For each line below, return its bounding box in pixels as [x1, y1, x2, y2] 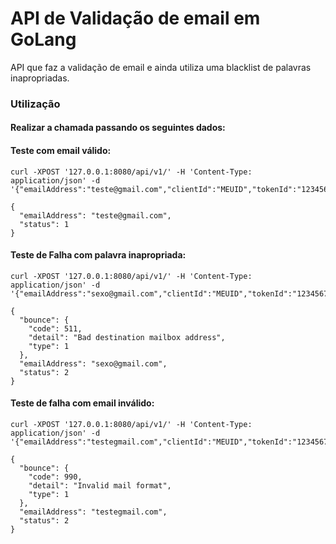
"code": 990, [28, 472, 83, 482]
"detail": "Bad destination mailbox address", [28, 332, 226, 342]
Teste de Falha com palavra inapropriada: [10, 249, 187, 261]
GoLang [10, 28, 77, 51]
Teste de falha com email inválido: [10, 397, 155, 409]
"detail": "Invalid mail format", [28, 481, 172, 491]
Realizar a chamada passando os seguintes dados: [10, 122, 226, 134]
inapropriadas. [10, 72, 70, 84]
